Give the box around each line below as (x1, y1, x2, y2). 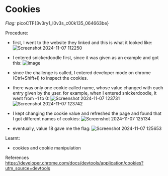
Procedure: (5, 30, 29, 36)
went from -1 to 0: (12, 95, 50, 101)
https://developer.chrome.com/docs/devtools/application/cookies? (5, 159, 144, 166)
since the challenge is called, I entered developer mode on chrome (12, 69, 151, 76)
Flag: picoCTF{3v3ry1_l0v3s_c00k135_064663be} (5, 20, 109, 26)
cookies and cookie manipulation (12, 144, 81, 151)
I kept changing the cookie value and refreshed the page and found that (12, 110, 162, 116)
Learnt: (5, 135, 20, 141)
